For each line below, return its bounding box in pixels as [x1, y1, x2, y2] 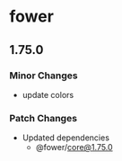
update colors [22, 89, 74, 100]
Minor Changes [9, 69, 78, 82]
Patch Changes [9, 112, 78, 124]
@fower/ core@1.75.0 [35, 142, 114, 153]
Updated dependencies [22, 132, 110, 143]
